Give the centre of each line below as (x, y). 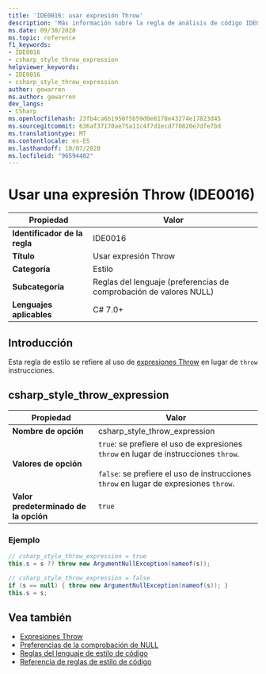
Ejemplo (24, 540)
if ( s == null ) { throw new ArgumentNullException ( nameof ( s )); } (118, 585)
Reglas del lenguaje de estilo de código (84, 653)
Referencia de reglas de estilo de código (85, 662)
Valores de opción (47, 463)
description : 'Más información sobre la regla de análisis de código (125, 23)
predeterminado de (49, 506)
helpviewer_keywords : (44, 67)
